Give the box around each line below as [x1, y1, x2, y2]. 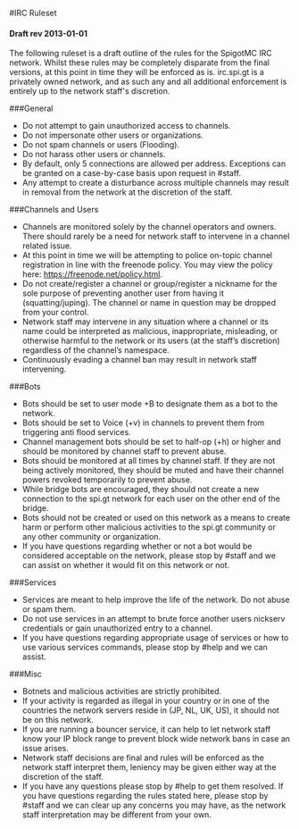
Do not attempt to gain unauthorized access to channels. [21, 121, 231, 131]
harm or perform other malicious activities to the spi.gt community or [21, 522, 277, 532]
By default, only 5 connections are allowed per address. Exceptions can [21, 158, 287, 169]
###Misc [9, 669, 43, 680]
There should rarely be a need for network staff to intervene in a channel [21, 231, 290, 242]
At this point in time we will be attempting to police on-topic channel [21, 250, 273, 261]
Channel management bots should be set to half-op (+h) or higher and [21, 437, 281, 448]
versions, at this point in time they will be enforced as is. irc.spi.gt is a [9, 67, 265, 78]
